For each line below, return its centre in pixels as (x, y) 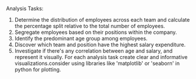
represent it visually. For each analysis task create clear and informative (101, 57)
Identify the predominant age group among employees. (81, 38)
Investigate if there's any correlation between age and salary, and (93, 51)
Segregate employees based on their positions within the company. (96, 32)
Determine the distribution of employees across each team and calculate (102, 20)
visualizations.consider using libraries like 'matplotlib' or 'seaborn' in (97, 63)
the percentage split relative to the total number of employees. (90, 26)
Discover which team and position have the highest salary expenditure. (100, 44)
